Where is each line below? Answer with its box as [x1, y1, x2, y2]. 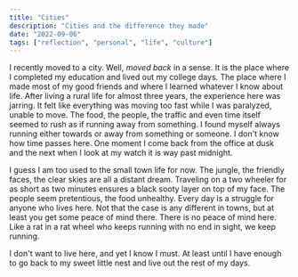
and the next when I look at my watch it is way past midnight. [9, 148, 233, 159]
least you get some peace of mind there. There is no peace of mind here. [9, 212, 278, 223]
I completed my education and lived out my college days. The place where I [9, 72, 286, 83]
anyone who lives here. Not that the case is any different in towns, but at [9, 202, 275, 214]
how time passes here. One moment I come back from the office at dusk [9, 138, 274, 149]
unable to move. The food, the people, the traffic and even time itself [9, 110, 261, 120]
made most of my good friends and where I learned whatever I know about [9, 81, 284, 92]
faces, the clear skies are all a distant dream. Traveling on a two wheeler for [9, 175, 287, 185]
